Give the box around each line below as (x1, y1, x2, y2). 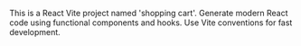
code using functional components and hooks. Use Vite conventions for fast (9, 17, 293, 28)
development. (9, 27, 61, 37)
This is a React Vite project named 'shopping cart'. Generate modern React (9, 8, 288, 18)
